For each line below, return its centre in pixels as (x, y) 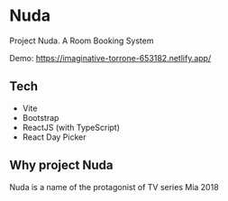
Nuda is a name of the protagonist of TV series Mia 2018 (114, 187)
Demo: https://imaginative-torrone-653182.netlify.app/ (110, 58)
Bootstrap (41, 117)
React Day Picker (54, 137)
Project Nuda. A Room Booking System (82, 41)
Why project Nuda (62, 165)
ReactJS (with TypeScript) (71, 127)
